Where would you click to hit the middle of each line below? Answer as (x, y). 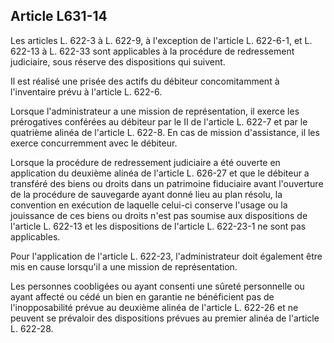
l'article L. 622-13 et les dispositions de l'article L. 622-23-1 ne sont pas (158, 226)
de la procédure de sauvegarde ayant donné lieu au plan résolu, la (146, 194)
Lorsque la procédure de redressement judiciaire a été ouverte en (145, 162)
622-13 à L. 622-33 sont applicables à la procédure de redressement (152, 51)
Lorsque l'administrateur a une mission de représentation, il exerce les (155, 111)
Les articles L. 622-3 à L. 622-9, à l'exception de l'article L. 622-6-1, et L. (161, 40)
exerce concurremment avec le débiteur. (94, 143)
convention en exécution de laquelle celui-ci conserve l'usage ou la (149, 205)
